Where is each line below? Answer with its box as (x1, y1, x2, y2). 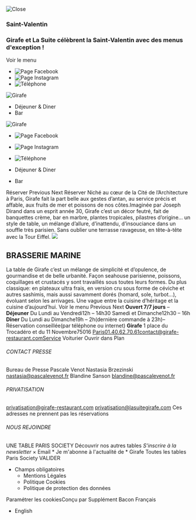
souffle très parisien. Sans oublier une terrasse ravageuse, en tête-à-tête (6, 227, 183, 234)
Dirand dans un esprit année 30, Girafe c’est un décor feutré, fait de (6, 208, 169, 215)
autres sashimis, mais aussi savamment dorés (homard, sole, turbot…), (6, 291, 177, 298)
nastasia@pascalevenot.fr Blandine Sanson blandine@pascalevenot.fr (6, 373, 176, 380)
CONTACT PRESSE (6, 348, 52, 355)
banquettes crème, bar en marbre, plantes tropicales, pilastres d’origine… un (6, 214, 191, 221)
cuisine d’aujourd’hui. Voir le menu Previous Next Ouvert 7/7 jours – (6, 303, 170, 310)
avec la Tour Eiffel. (6, 234, 51, 241)
